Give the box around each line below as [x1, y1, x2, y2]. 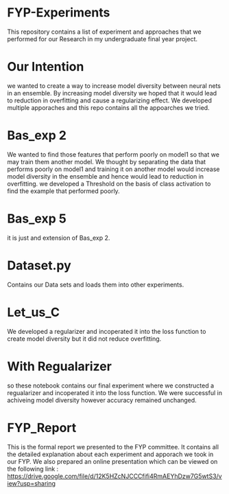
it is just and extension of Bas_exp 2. [7, 234, 110, 242]
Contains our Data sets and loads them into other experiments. [7, 280, 184, 289]
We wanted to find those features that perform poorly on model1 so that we [7, 150, 219, 159]
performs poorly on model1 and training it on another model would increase [7, 165, 220, 173]
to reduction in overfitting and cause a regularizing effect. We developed [7, 96, 213, 104]
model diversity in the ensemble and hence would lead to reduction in [7, 172, 204, 180]
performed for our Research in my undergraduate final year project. [7, 34, 197, 43]
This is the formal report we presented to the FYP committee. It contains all [7, 442, 219, 451]
